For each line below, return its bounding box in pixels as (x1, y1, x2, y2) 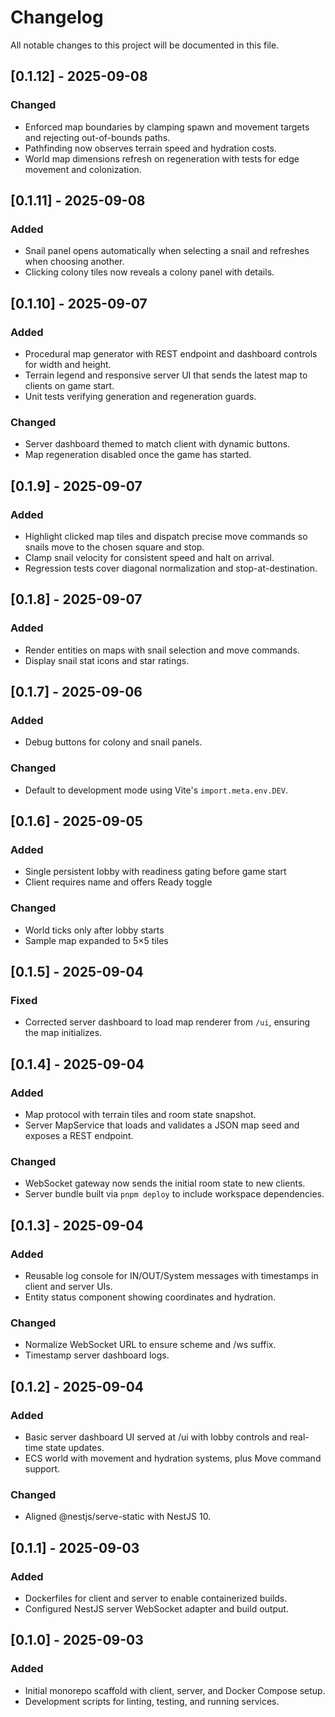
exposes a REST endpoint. (24, 1130, 134, 1142)
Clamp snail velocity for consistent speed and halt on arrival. (24, 551, 275, 563)
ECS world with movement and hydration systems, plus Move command (24, 1452, 322, 1464)
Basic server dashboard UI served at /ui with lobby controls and (24, 1431, 288, 1443)
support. (24, 1462, 61, 1475)
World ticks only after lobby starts (24, 924, 165, 936)
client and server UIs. (24, 1281, 113, 1292)
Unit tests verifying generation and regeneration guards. (24, 391, 257, 402)
